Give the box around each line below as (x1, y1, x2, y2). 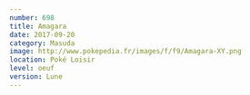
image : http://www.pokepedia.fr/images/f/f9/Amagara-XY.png (9, 47, 243, 56)
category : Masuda (9, 38, 75, 48)
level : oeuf (9, 64, 55, 73)
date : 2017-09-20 (9, 30, 75, 39)
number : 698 (9, 13, 55, 23)
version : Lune (9, 72, 64, 81)
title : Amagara (9, 22, 67, 31)
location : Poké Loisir (9, 55, 95, 64)
